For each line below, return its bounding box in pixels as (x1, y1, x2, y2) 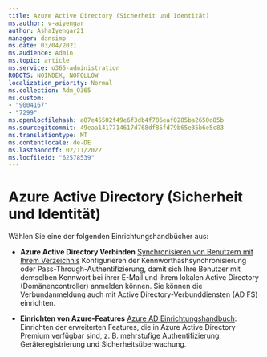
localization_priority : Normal (8, 79, 113, 87)
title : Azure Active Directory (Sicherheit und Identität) (8, 11, 210, 20)
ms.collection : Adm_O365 (8, 86, 91, 95)
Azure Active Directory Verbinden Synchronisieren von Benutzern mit (19, 247, 254, 257)
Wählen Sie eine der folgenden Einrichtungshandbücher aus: (8, 232, 209, 241)
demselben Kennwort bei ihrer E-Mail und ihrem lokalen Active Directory (19, 273, 259, 282)
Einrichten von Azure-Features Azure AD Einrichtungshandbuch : (19, 314, 237, 323)
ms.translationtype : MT (8, 131, 88, 139)
